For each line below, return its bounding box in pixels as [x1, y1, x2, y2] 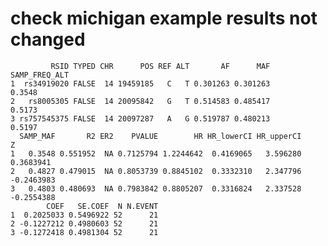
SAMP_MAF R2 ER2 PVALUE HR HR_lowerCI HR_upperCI [19, 131, 302, 141]
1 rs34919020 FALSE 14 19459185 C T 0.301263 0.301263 [10, 78, 271, 89]
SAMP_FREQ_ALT [10, 70, 70, 80]
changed [10, 28, 86, 51]
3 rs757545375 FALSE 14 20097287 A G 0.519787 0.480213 [10, 113, 271, 124]
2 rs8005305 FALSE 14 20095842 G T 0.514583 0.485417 [10, 96, 271, 106]
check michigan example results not [10, 7, 318, 30]
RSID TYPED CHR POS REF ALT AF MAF [50, 61, 271, 71]
